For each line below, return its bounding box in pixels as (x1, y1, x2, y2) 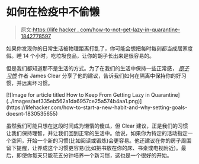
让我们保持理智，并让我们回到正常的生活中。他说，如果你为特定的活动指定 (6, 129, 188, 136)
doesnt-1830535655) (6, 110, 58, 117)
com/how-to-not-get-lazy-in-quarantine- (79, 26, 181, 33)
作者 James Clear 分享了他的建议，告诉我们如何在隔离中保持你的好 (17, 72, 182, 79)
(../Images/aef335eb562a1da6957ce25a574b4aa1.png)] (6, 97, 142, 104)
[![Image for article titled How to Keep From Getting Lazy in (6, 91, 150, 98)
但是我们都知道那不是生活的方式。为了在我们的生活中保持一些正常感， (6, 64, 178, 71)
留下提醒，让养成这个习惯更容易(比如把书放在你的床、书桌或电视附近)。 (6, 144, 182, 151)
